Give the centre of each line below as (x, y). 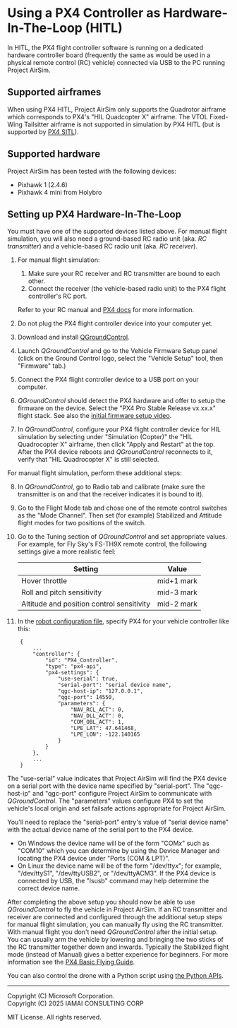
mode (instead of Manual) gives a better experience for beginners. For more (118, 955)
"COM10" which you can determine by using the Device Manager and (119, 851)
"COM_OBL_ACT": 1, (97, 722)
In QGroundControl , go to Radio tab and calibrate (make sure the (111, 487)
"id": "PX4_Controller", (81, 661)
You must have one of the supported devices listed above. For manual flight (117, 232)
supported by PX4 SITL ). (43, 131)
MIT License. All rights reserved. (55, 1017)
